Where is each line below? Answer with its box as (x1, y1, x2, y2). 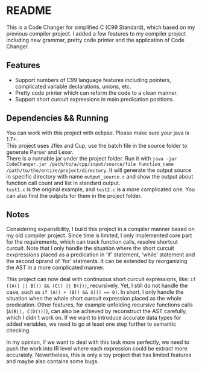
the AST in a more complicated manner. (6, 264, 105, 271)
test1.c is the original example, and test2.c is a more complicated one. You (6, 185, 195, 193)
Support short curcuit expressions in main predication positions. (14, 95, 175, 103)
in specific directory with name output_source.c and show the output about (6, 173, 194, 180)
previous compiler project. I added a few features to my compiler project (6, 30, 186, 37)
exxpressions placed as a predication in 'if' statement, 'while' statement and (6, 251, 195, 258)
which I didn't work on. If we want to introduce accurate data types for (6, 314, 181, 322)
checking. (6, 327, 31, 334)
